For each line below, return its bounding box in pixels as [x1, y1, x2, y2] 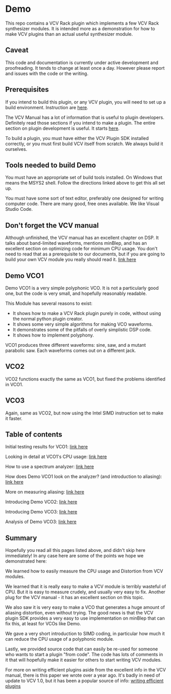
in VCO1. [5, 381, 23, 387]
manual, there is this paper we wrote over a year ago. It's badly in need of [5, 672, 161, 679]
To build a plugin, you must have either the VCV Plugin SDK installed [5, 135, 149, 141]
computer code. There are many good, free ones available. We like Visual [5, 201, 160, 207]
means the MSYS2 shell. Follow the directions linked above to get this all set [5, 180, 165, 186]
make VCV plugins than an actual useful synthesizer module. [5, 31, 133, 37]
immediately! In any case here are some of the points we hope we [5, 552, 144, 559]
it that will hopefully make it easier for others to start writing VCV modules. [5, 657, 162, 663]
